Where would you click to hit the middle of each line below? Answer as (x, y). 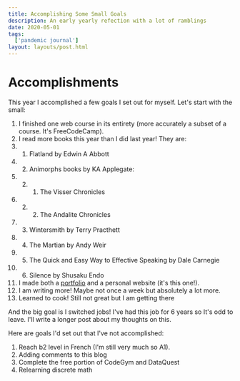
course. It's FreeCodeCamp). (61, 131)
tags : (16, 34)
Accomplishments (64, 82)
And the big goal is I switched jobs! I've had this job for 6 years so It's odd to (121, 312)
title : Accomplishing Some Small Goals (67, 14)
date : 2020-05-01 (34, 27)
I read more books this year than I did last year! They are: (102, 138)
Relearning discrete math (55, 370)
